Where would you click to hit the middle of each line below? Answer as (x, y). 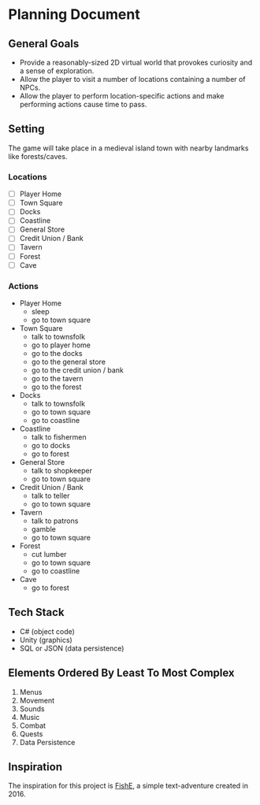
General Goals (44, 44)
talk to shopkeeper (62, 470)
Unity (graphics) (46, 640)
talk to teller (50, 495)
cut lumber (49, 554)
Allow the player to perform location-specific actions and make (122, 96)
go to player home (61, 345)
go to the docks (57, 353)
